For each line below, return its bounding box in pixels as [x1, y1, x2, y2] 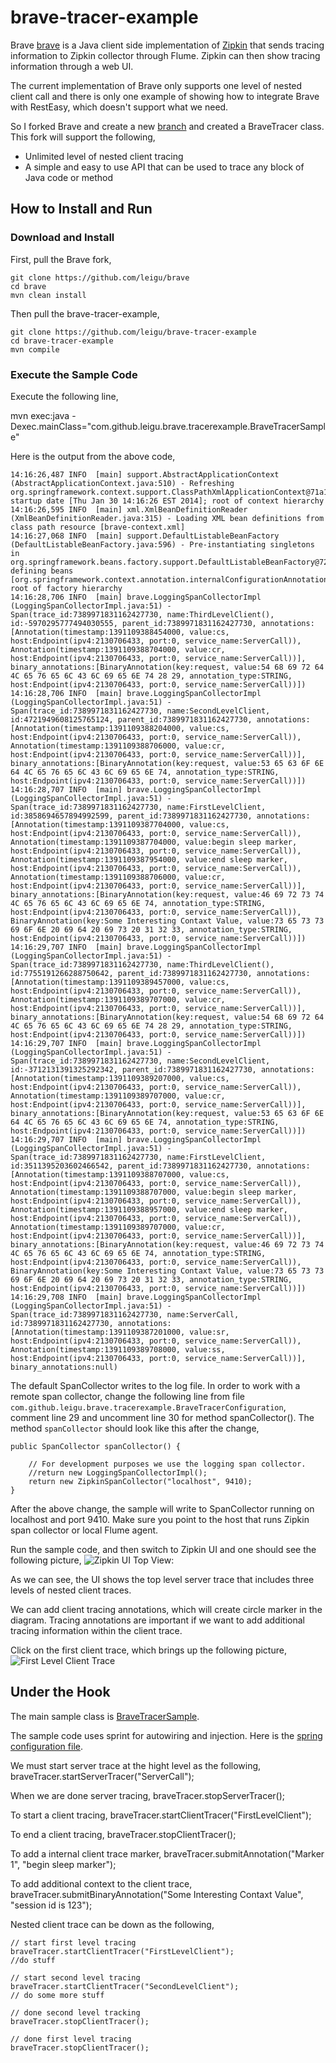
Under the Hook [10, 1684, 111, 1701]
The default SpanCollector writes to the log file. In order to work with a [10, 1379, 301, 1391]
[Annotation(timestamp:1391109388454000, [10, 627, 186, 637]
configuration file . [10, 1740, 83, 1752]
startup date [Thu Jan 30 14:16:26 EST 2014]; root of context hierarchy [10, 496, 325, 506]
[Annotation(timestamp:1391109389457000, [10, 977, 186, 987]
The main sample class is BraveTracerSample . [10, 1710, 200, 1722]
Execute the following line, [10, 390, 119, 402]
